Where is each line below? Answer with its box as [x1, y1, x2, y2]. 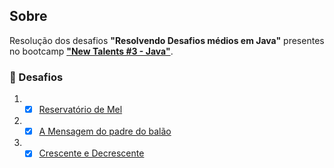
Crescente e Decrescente [38, 147, 145, 159]
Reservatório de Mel [38, 104, 123, 116]
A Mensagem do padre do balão [38, 125, 172, 138]
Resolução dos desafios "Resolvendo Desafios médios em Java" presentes [9, 34, 325, 46]
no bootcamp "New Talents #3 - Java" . [9, 45, 174, 57]
